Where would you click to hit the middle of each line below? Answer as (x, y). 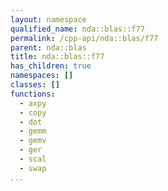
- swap (33, 168)
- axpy (33, 103)
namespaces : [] (42, 76)
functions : (33, 94)
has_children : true (51, 66)
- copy (33, 112)
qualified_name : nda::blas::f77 (77, 29)
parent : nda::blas (48, 47)
